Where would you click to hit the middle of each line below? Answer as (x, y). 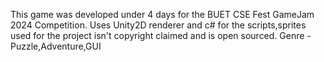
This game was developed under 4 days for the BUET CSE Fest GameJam (162, 14)
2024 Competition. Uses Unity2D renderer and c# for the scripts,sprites (158, 25)
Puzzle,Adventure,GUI (56, 46)
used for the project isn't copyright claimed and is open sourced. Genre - (161, 35)
